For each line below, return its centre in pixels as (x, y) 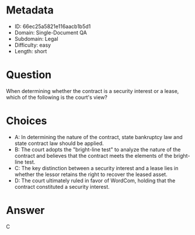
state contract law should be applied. (59, 143)
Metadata (30, 10)
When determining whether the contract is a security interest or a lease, (93, 91)
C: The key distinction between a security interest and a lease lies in (96, 168)
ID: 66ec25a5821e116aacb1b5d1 (53, 26)
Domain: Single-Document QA (51, 32)
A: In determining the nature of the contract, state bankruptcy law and (98, 137)
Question (29, 75)
